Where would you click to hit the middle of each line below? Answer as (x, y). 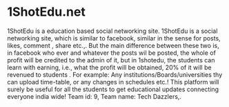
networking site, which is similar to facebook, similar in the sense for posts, (114, 38)
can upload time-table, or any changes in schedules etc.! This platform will (113, 82)
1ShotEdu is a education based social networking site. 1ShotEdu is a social (112, 31)
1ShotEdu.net (47, 12)
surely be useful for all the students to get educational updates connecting (113, 89)
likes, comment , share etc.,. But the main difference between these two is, (113, 45)
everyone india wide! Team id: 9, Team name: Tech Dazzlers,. (94, 96)
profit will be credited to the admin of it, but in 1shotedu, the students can (111, 60)
